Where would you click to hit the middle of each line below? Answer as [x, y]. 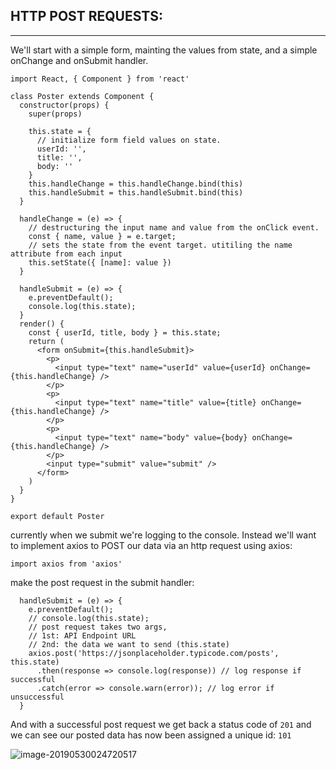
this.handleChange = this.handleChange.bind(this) [136, 184]
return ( [46, 341]
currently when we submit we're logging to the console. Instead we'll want [163, 535]
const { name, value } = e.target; [102, 236]
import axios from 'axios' [66, 564]
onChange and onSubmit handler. [79, 60]
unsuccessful [37, 697]
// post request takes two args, [98, 627]
